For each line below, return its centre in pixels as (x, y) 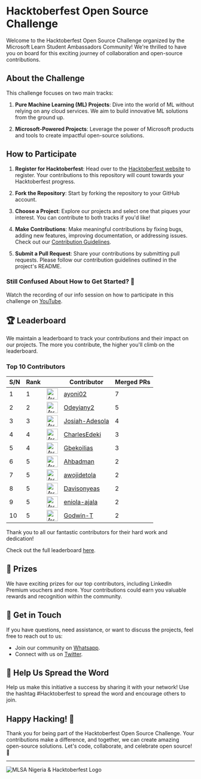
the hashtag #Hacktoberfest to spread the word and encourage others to (96, 694)
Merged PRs (133, 382)
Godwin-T (79, 516)
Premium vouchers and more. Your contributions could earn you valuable (96, 590)
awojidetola (80, 475)
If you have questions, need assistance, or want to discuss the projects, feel (100, 630)
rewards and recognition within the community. (64, 596)
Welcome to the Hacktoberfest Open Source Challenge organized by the (95, 40)
